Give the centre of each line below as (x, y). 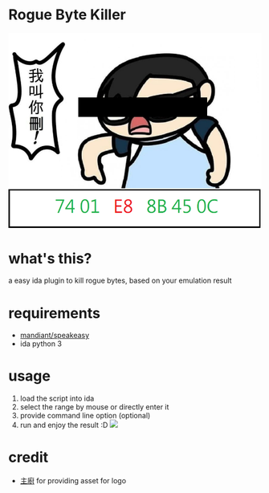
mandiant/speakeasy (55, 336)
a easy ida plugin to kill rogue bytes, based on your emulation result (120, 281)
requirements (54, 313)
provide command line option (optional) (85, 416)
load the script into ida (57, 398)
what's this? (50, 258)
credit (29, 457)
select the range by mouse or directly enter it (94, 407)
